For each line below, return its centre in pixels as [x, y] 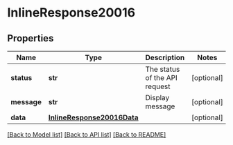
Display [157, 98]
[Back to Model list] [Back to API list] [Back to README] [87, 135]
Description [165, 58]
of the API [162, 78]
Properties [31, 38]
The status [163, 69]
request [158, 86]
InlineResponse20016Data [93, 117]
